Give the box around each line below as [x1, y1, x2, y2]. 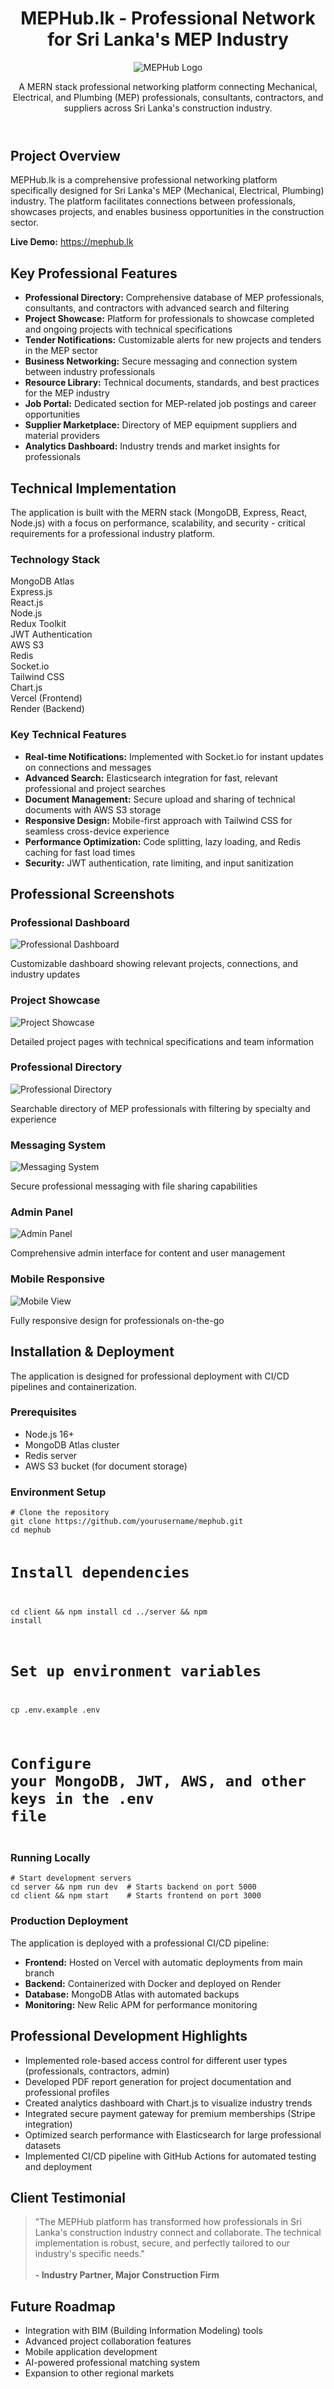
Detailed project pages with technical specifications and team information [10, 1035, 315, 1047]
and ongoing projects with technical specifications [24, 323, 233, 336]
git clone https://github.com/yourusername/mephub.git [10, 1517, 244, 1527]
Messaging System [10, 1138, 107, 1152]
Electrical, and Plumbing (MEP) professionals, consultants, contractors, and [12, 91, 324, 103]
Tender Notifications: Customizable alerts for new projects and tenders [24, 334, 322, 346]
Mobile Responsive [10, 1272, 105, 1286]
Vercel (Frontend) [10, 692, 83, 704]
